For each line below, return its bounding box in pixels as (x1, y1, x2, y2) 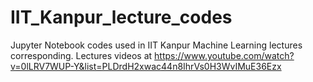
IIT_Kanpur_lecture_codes (10, 6, 233, 29)
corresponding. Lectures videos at (10, 49, 153, 61)
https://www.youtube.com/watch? (154, 49, 295, 61)
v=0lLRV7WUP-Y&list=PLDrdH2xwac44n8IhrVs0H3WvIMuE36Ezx (10, 60, 282, 72)
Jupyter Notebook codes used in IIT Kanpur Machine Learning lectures (10, 39, 303, 51)
